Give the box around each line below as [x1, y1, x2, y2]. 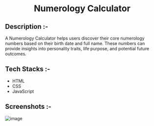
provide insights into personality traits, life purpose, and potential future [5, 46, 150, 51]
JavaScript [12, 88, 34, 94]
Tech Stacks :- [5, 65, 50, 73]
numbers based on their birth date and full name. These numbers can [5, 41, 145, 46]
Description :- [5, 22, 48, 31]
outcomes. [5, 51, 27, 57]
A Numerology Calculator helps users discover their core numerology [5, 35, 145, 41]
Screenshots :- [5, 103, 52, 111]
